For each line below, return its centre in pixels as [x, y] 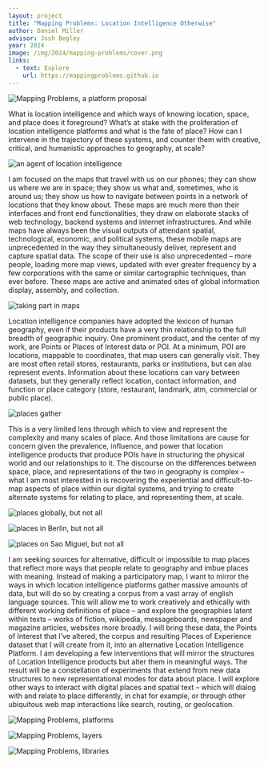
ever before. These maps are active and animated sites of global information [134, 281]
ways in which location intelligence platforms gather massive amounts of [128, 585]
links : [19, 61]
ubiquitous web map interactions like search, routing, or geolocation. [121, 704]
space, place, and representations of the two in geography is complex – [126, 471]
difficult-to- [234, 480]
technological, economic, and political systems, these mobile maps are [125, 238]
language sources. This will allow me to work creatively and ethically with [129, 602]
